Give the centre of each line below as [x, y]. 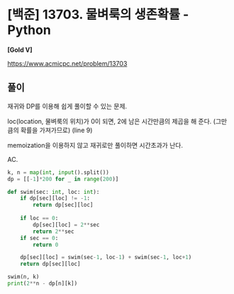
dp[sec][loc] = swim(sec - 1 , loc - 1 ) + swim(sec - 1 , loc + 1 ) [106, 257]
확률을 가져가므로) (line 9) [56, 130]
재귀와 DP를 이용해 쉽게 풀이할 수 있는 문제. [67, 106]
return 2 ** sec [54, 232]
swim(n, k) [23, 277]
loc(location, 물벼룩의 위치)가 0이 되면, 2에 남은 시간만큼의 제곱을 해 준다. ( [112, 121]
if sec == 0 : [39, 238]
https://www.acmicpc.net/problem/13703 [67, 63]
